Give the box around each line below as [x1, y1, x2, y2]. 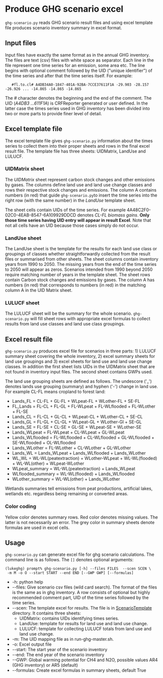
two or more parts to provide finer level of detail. [5, 110, 102, 116]
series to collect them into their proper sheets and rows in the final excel [5, 143, 150, 149]
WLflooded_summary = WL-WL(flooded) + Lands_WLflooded [12, 471, 135, 477]
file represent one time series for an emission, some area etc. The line [5, 62, 145, 68]
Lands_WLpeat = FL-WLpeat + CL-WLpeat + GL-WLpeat [12, 429, 125, 436]
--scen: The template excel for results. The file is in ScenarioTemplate [12, 605, 152, 611]
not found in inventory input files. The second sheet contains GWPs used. [5, 369, 153, 375]
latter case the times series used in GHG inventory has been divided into [5, 105, 150, 111]
